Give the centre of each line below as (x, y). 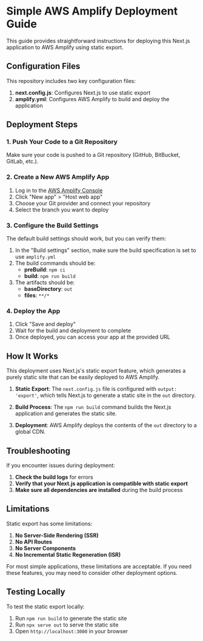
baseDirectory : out (48, 289)
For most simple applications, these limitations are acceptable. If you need (99, 566)
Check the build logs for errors (54, 477)
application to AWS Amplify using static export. (65, 47)
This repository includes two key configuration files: (71, 81)
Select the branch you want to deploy (62, 210)
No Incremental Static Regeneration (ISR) (68, 554)
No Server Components (45, 548)
